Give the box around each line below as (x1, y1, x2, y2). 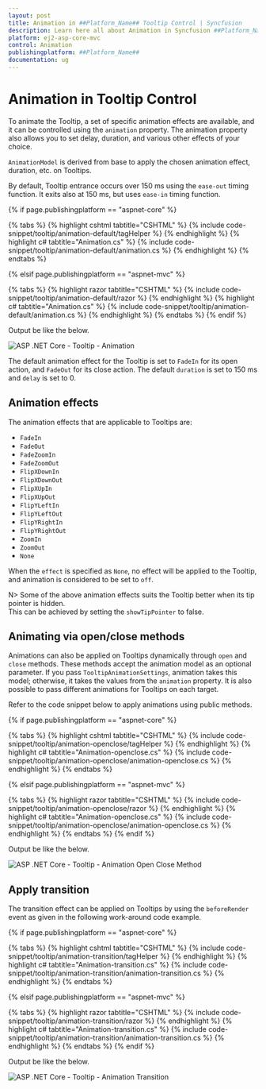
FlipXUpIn (19, 485, 53, 492)
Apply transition (8, 882, 89, 896)
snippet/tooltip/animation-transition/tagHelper (8, 952, 158, 961)
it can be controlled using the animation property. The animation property (8, 125, 248, 134)
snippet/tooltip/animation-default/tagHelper (8, 228, 151, 238)
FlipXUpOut (19, 493, 56, 501)
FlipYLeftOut (19, 510, 63, 518)
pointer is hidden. (8, 598, 66, 608)
